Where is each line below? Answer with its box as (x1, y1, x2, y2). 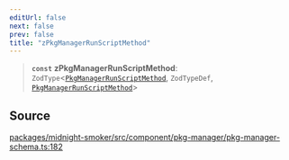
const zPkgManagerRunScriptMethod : (31, 63, 178, 74)
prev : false (9, 30, 54, 39)
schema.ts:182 (9, 141, 63, 153)
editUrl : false (9, 13, 67, 22)
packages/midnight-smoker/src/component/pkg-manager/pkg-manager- (9, 132, 281, 143)
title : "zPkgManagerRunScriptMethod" (9, 38, 151, 48)
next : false (9, 22, 54, 31)
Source (9, 108, 51, 123)
